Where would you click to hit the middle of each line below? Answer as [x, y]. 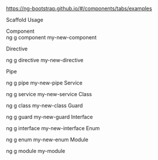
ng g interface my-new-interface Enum [53, 128]
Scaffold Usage [25, 20]
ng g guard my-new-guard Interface [49, 117]
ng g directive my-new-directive [45, 60]
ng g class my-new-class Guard [44, 105]
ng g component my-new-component [51, 37]
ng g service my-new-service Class [49, 94]
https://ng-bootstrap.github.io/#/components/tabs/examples [79, 8]
